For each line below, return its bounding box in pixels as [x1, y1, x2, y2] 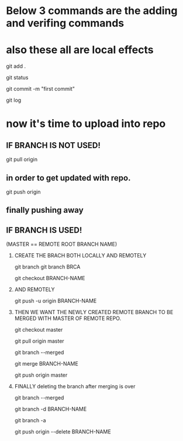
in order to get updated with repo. [6, 173, 131, 182]
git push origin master [14, 371, 68, 378]
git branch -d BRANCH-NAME [14, 405, 87, 413]
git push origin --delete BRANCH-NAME [14, 428, 111, 435]
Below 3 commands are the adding [6, 4, 178, 18]
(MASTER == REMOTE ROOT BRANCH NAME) [6, 241, 118, 248]
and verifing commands [6, 16, 125, 30]
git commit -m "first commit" [6, 85, 75, 92]
